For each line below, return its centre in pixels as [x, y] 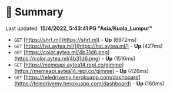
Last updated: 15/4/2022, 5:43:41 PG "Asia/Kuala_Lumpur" [79, 28]
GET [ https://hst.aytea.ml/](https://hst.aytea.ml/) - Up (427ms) [88, 46]
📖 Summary [34, 12]
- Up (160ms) [149, 83]
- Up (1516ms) [119, 58]
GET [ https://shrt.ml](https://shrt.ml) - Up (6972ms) [75, 39]
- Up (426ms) [132, 71]
